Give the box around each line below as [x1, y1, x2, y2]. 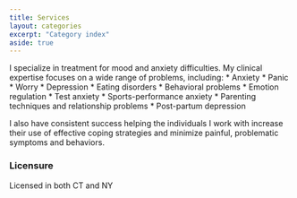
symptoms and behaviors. [9, 137, 106, 148]
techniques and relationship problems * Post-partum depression [9, 100, 246, 112]
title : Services [9, 13, 70, 22]
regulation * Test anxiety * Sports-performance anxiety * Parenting [9, 91, 257, 102]
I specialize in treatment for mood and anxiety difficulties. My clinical [9, 63, 263, 73]
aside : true [9, 38, 54, 47]
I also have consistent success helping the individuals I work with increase [9, 118, 284, 129]
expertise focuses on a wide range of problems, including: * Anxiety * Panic [9, 73, 289, 83]
